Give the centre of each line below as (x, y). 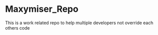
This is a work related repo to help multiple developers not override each (79, 23)
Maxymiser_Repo (42, 9)
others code (18, 28)
